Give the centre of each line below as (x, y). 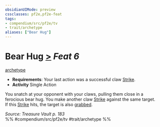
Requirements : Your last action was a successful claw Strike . (74, 79)
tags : (10, 19)
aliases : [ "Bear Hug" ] (28, 32)
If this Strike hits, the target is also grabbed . (49, 104)
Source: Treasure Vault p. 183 (35, 114)
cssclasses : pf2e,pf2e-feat (34, 14)
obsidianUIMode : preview (30, 10)
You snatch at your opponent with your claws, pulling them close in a (74, 94)
